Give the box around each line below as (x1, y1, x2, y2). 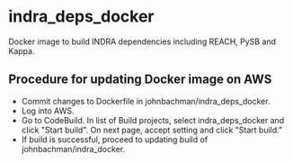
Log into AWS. (21, 105, 75, 116)
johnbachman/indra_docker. (21, 143, 126, 154)
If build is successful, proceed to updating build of (21, 133, 209, 145)
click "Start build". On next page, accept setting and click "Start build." (21, 124, 283, 135)
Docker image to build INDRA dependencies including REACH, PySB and (8, 36, 276, 47)
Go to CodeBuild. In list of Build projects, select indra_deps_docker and (21, 114, 285, 125)
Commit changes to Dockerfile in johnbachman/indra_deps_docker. (21, 95, 271, 106)
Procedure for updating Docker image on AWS (8, 72, 272, 87)
